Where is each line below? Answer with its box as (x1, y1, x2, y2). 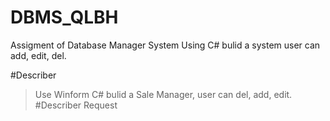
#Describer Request (34, 99, 118, 111)
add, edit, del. (10, 49, 67, 61)
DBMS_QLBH (10, 6, 119, 29)
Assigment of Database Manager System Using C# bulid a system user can (10, 39, 321, 51)
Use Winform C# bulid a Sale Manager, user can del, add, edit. (34, 88, 293, 100)
